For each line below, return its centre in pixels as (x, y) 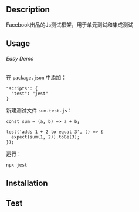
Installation (27, 183)
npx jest (17, 165)
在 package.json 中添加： (36, 77)
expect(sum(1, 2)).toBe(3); (46, 137)
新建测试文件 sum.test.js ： (39, 111)
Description (28, 10)
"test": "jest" (30, 94)
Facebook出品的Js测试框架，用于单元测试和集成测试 (70, 24)
